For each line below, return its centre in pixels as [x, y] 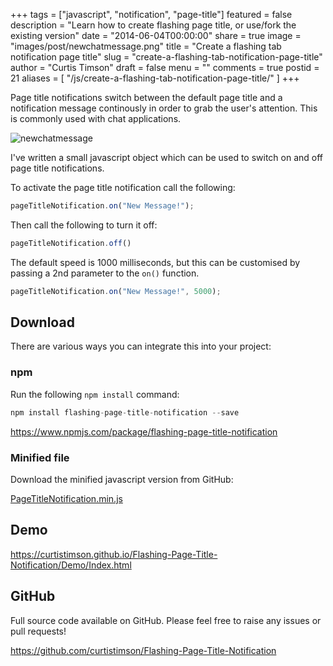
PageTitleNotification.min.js [66, 498]
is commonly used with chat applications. [96, 118]
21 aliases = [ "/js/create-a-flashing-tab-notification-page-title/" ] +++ [155, 78]
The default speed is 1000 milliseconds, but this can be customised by [155, 262]
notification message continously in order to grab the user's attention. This [164, 108]
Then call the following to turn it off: [84, 225]
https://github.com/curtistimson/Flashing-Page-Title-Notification [143, 650]
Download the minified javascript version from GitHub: [122, 479]
